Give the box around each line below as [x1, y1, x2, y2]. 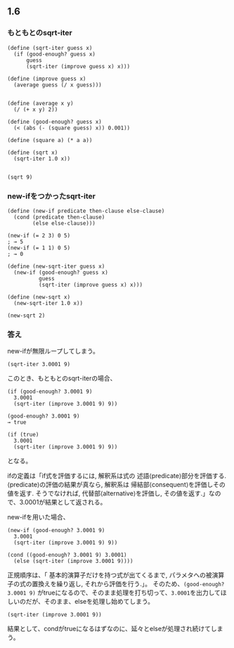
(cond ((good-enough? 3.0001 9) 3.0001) [7, 552, 128, 559]
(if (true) [7, 432, 39, 439]
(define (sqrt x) [7, 149, 58, 156]
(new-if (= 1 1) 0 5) [7, 244, 71, 252]
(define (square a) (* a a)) [7, 136, 93, 143]
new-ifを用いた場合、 [7, 513, 70, 521]
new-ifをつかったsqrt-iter [7, 191, 96, 201]
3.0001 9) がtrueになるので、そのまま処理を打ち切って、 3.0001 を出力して [7, 588, 221, 597]
